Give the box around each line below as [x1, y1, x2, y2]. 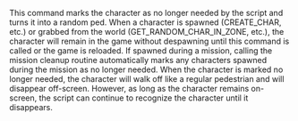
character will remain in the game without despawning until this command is [9, 36, 290, 46]
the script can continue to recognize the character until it [38, 93, 249, 103]
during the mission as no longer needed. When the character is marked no [9, 64, 284, 75]
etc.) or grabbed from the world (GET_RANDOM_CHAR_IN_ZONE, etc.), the [9, 27, 285, 36]
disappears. [9, 102, 54, 112]
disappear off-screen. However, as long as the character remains [9, 84, 250, 93]
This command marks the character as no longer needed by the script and [9, 8, 284, 18]
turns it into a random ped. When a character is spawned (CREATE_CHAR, [9, 17, 282, 28]
